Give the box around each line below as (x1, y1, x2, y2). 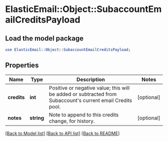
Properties (5, 61, 39, 69)
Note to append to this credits (49, 111, 119, 118)
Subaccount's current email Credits (49, 96, 132, 103)
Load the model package (5, 34, 84, 42)
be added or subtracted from (49, 90, 117, 97)
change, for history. (49, 117, 95, 124)
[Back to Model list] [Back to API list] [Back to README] (5, 130, 120, 136)
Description (76, 76, 105, 83)
